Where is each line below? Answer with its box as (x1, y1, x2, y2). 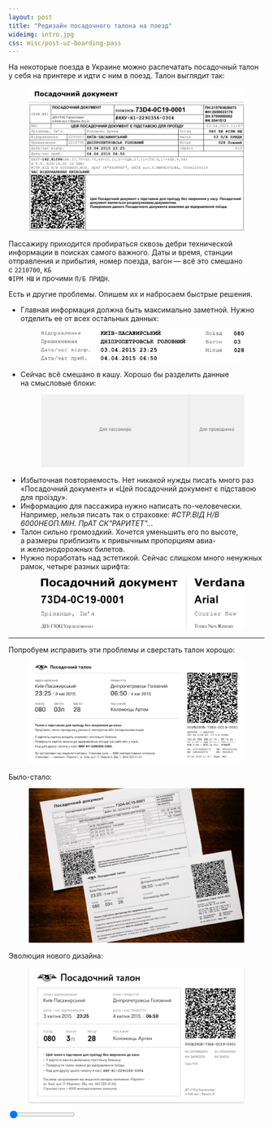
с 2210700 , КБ (8, 264, 52, 274)
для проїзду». (19, 492, 68, 502)
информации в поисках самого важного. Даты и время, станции (8, 247, 233, 257)
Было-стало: (8, 772, 53, 781)
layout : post (8, 13, 53, 21)
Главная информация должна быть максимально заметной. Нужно (19, 305, 254, 315)
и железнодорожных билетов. (19, 544, 126, 554)
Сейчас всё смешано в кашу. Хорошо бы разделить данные (19, 369, 230, 379)
